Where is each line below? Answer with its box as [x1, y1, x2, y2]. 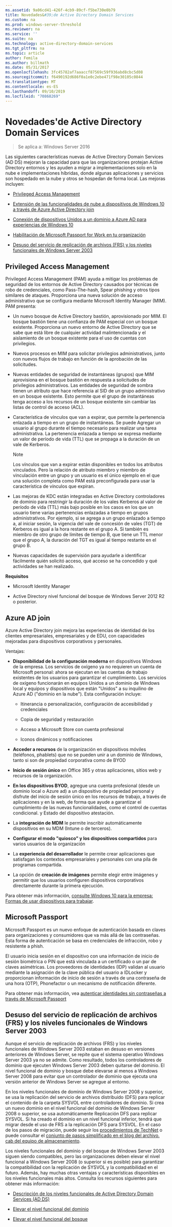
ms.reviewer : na [5, 27, 40, 32]
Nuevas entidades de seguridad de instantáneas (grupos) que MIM [12, 371, 155, 378]
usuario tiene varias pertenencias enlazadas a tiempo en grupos [12, 510, 148, 516]
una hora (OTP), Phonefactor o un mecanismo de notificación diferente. [5, 980, 157, 986]
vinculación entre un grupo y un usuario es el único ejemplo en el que [12, 472, 160, 478]
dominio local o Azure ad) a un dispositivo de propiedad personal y [12, 788, 155, 794]
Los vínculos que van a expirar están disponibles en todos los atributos [12, 461, 163, 468]
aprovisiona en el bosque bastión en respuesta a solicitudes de [12, 377, 146, 383]
